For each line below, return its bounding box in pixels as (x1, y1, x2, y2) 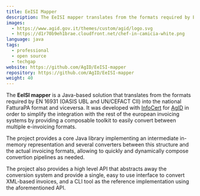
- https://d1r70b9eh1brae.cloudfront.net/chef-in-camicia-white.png (11, 31, 185, 37)
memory (6, 141, 27, 148)
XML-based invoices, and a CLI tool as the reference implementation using (6, 178, 189, 185)
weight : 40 (6, 75, 33, 81)
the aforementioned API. (6, 184, 66, 191)
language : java (6, 36, 44, 42)
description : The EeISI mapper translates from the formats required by (6, 14, 190, 20)
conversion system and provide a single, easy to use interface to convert (6, 172, 185, 179)
